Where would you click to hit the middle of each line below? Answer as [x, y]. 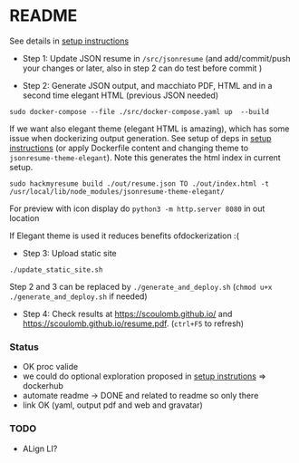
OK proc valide [50, 367]
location [24, 217]
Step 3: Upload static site [69, 253]
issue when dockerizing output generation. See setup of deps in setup [140, 138]
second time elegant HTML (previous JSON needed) [121, 95]
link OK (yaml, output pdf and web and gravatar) [113, 405]
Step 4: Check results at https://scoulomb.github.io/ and [127, 313]
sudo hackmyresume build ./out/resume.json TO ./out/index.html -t [140, 183]
